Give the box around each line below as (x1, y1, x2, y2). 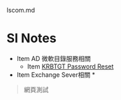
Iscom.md (6, 6, 36, 14)
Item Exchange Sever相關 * (16, 70, 96, 79)
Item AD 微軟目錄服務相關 (16, 54, 92, 62)
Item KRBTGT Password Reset (27, 62, 114, 71)
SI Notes (6, 31, 57, 46)
